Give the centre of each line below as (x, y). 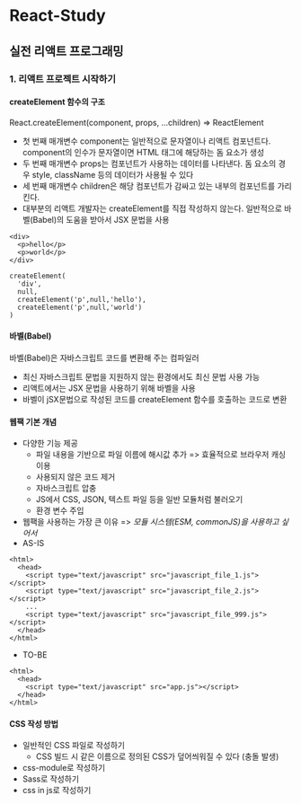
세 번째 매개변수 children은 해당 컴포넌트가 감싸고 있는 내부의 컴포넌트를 (149, 186)
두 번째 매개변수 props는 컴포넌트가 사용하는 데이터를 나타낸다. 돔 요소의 (149, 163)
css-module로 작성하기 (64, 768)
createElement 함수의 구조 (58, 102)
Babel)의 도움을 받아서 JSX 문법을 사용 (101, 219)
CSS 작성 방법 (34, 723)
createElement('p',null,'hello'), (82, 299)
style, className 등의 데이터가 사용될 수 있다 (113, 174)
